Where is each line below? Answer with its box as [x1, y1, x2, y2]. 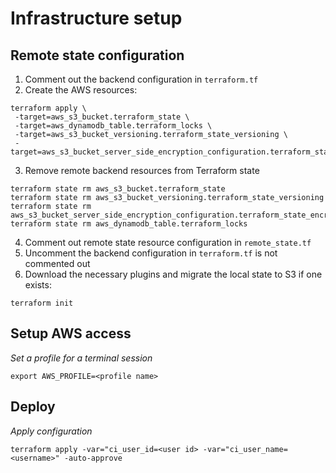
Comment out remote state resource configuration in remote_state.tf [24, 237, 312, 248]
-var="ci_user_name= [202, 444, 288, 454]
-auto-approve [63, 453, 123, 463]
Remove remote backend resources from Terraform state [24, 165, 260, 176]
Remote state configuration [10, 47, 185, 64]
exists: [24, 279, 52, 291]
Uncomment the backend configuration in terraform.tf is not [24, 247, 278, 259]
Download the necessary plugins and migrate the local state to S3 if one [24, 268, 323, 280]
